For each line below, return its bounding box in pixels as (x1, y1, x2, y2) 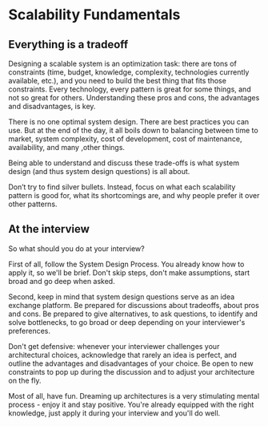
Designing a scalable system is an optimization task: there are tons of (8, 59, 238, 68)
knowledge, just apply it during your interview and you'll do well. (8, 408, 221, 418)
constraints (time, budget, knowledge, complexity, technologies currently (8, 67, 250, 77)
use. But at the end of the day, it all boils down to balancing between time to (8, 126, 258, 135)
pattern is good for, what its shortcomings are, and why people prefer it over (8, 191, 260, 200)
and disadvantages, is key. (8, 102, 96, 111)
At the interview (8, 222, 90, 236)
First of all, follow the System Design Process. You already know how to (8, 259, 245, 269)
